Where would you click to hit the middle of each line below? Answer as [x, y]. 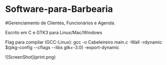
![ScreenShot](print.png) [30, 57]
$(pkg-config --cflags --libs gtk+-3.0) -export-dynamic [62, 47]
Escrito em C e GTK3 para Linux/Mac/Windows [54, 32]
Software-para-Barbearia [59, 9]
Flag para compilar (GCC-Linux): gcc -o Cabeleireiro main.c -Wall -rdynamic [84, 42]
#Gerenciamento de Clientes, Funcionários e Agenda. [60, 23]
